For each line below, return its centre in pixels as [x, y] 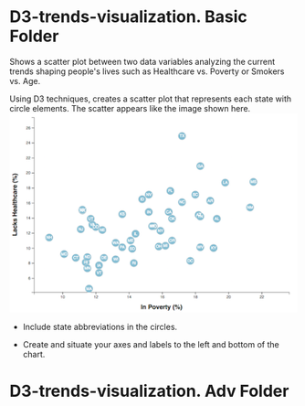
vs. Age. [25, 80]
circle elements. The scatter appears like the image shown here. [130, 108]
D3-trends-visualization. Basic [129, 17]
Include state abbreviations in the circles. [100, 327]
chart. [34, 355]
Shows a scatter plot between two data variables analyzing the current [142, 61]
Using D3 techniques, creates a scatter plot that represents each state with [151, 99]
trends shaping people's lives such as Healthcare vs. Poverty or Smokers [147, 71]
